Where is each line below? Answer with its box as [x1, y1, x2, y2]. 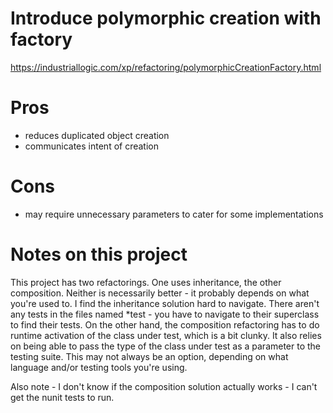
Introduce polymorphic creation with [10, 7, 322, 30]
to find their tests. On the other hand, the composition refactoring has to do [10, 318, 320, 331]
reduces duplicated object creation [24, 129, 170, 141]
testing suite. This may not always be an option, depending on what [10, 350, 289, 362]
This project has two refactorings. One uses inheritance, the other [10, 276, 282, 288]
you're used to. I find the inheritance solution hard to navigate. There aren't [10, 297, 320, 309]
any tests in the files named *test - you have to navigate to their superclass [10, 308, 320, 320]
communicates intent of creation [24, 140, 159, 152]
